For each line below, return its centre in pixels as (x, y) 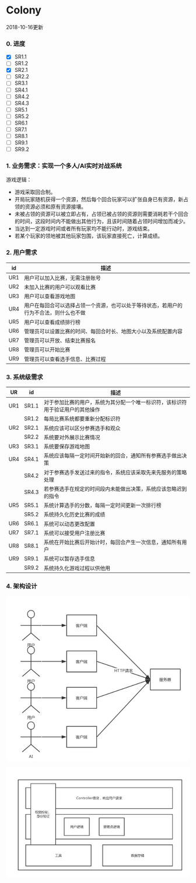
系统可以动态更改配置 (69, 523)
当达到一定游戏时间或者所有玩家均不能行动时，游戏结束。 (83, 229)
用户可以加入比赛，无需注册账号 (62, 278)
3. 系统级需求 (24, 377)
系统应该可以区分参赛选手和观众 (82, 428)
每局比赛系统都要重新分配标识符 (82, 419)
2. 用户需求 (22, 253)
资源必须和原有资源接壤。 (55, 207)
